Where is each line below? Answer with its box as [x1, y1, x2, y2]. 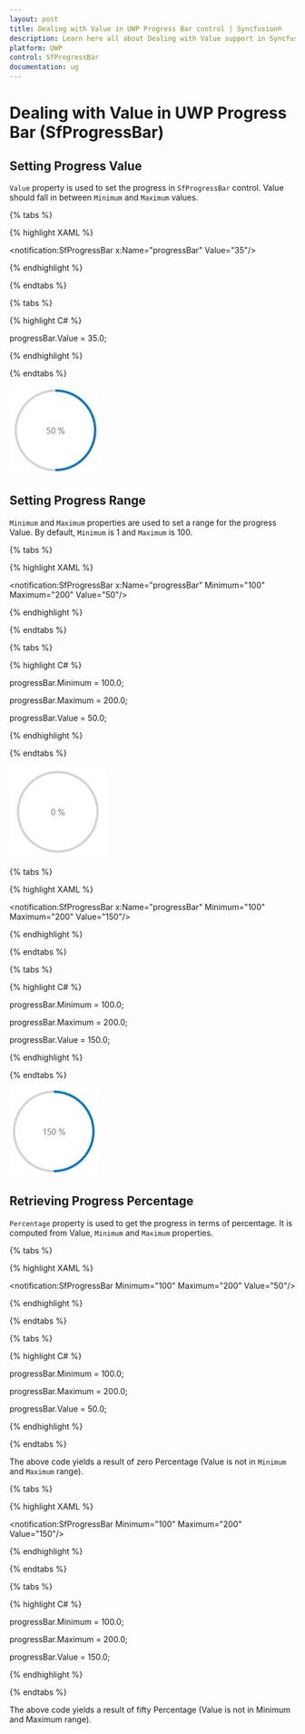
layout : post [9, 15, 59, 24]
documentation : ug [9, 63, 79, 72]
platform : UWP [9, 44, 64, 53]
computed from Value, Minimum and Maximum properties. [9, 1227, 213, 1238]
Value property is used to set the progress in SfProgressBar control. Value [9, 183, 284, 193]
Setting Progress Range [9, 493, 146, 509]
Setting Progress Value [9, 158, 143, 173]
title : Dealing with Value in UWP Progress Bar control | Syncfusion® [9, 24, 282, 34]
